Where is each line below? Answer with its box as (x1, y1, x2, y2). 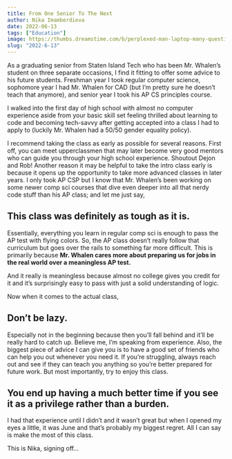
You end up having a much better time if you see (7, 387, 219, 399)
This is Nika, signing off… (7, 445, 79, 453)
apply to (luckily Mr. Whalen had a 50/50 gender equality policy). (7, 126, 192, 134)
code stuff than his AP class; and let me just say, (7, 191, 145, 199)
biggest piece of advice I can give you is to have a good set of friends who (7, 345, 220, 353)
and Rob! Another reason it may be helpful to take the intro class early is (7, 162, 213, 169)
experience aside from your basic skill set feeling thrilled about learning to (7, 111, 218, 119)
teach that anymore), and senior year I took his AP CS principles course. (7, 90, 213, 99)
